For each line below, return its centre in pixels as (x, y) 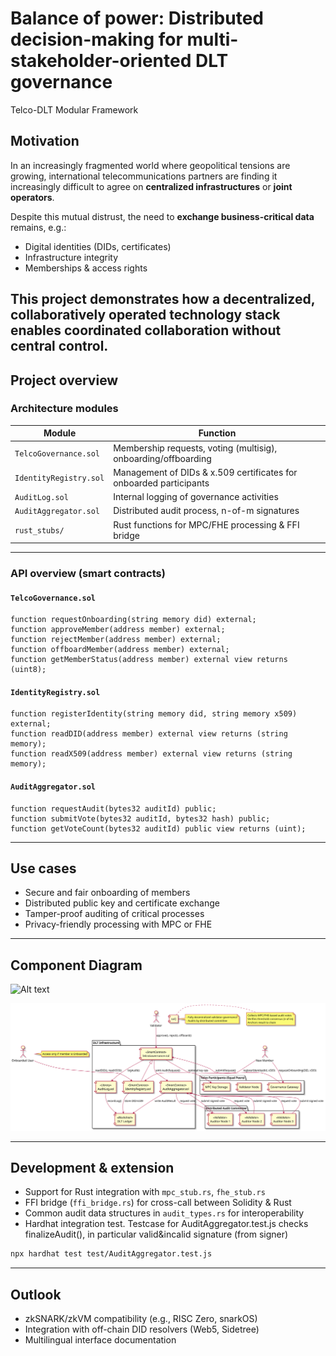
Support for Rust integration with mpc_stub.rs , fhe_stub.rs (145, 1192)
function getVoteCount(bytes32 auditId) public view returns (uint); (158, 828)
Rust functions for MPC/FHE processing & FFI (206, 524)
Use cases (43, 868)
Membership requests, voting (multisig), (195, 448)
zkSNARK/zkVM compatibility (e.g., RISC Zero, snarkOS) (141, 1318)
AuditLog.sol (41, 498)
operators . (32, 197)
